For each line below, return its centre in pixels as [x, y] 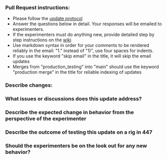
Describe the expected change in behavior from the [70, 113]
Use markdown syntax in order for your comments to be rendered [81, 45]
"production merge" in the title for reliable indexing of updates [77, 72]
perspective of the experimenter [46, 119]
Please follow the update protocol [47, 19]
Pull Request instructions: [38, 8]
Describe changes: [29, 85]
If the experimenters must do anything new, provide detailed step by [83, 35]
